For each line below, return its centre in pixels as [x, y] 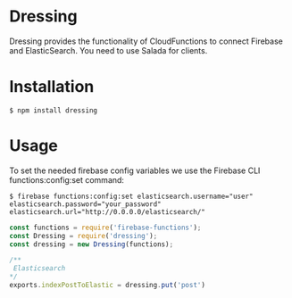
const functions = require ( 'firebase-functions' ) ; [105, 228]
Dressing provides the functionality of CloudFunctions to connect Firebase [146, 41]
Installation [52, 87]
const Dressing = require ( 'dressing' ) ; [83, 236]
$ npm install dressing [54, 110]
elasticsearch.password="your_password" [86, 204]
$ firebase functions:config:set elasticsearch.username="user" [131, 196]
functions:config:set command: [67, 179]
